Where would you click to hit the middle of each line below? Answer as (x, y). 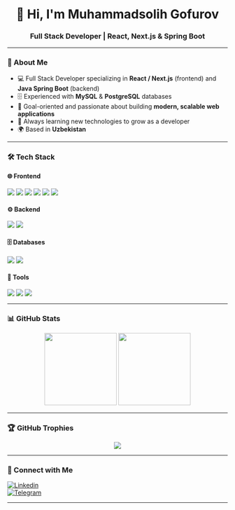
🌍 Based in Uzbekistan (51, 129)
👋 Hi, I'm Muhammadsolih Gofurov (117, 14)
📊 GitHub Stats (34, 319)
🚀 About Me (28, 62)
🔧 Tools (18, 277)
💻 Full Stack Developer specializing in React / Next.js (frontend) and (117, 78)
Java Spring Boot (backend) (58, 88)
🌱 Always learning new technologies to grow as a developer (104, 121)
